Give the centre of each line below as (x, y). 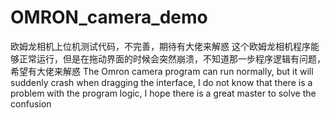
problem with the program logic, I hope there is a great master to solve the (163, 93)
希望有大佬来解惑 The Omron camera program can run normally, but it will (162, 71)
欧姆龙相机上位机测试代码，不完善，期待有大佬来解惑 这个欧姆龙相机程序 (160, 46)
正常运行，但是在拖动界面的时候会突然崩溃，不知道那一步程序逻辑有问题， (172, 58)
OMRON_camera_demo (109, 17)
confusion (31, 103)
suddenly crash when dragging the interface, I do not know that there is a (161, 82)
